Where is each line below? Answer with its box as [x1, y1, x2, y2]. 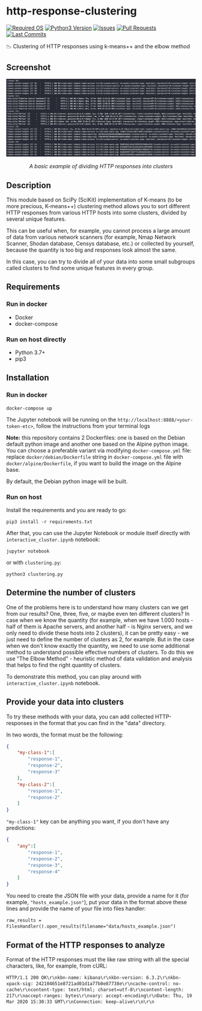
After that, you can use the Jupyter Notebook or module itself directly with [6, 529, 191, 536]
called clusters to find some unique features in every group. [6, 264, 155, 271]
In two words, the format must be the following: [6, 731, 124, 738]
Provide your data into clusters [6, 697, 124, 707]
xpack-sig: [6, 981, 34, 987]
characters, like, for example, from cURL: [6, 962, 108, 969]
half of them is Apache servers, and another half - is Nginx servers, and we [6, 623, 193, 630]
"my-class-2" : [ [17, 781, 55, 788]
